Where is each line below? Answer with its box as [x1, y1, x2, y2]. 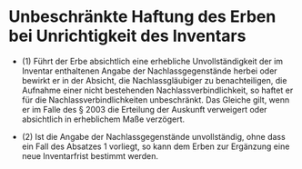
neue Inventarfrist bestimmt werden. [21, 150, 158, 161]
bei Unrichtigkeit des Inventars [8, 25, 247, 46]
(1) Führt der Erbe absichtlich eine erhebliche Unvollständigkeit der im [21, 55, 284, 66]
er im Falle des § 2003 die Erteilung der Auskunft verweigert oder [21, 104, 267, 114]
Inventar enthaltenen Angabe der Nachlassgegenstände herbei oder [21, 65, 278, 76]
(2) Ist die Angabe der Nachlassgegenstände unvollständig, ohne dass [21, 131, 286, 142]
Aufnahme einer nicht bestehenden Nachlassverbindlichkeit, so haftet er [21, 84, 294, 95]
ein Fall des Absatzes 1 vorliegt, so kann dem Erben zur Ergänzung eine [21, 141, 290, 152]
